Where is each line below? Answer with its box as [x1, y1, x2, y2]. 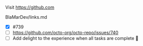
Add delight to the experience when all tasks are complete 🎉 [12, 35, 138, 41]
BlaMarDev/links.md [5, 14, 47, 20]
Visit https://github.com [5, 5, 55, 10]
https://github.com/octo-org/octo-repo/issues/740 [12, 30, 119, 36]
